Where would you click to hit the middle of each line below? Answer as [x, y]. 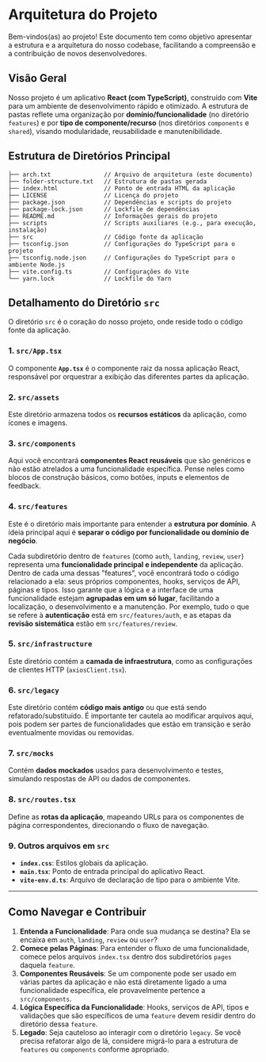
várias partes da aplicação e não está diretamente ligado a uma [123, 982]
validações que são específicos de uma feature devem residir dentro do [137, 1015]
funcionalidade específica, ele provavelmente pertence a [112, 990]
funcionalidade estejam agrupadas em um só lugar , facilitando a [114, 598]
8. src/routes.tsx [42, 799]
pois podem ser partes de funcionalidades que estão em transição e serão [129, 724]
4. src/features [38, 507]
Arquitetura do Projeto [83, 15]
